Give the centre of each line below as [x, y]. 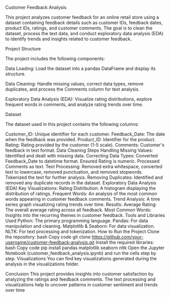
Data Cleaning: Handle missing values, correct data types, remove [74, 84]
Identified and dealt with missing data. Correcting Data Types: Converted [82, 156]
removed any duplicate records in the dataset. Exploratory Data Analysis [81, 183]
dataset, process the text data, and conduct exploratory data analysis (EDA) [84, 33]
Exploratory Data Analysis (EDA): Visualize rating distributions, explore [79, 99]
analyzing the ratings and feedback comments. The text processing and [80, 279]
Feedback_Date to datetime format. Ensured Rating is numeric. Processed [82, 161]
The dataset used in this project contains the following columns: [72, 124]
